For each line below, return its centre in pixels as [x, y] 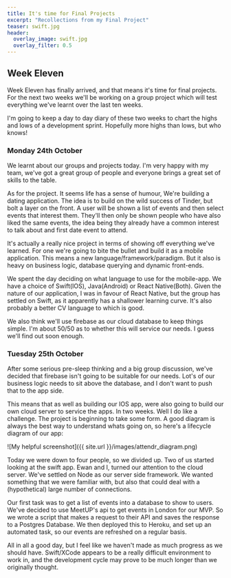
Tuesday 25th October [45, 354]
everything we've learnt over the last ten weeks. [75, 105]
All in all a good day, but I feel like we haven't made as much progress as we [115, 546]
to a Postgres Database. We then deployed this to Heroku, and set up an [109, 525]
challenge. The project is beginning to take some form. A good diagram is [111, 419]
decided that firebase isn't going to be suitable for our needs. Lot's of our [111, 376]
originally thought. [33, 567]
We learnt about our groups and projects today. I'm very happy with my [108, 165]
